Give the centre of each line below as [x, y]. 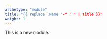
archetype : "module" [26, 10]
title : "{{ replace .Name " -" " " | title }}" [54, 14]
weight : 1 [15, 19]
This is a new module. [27, 33]
